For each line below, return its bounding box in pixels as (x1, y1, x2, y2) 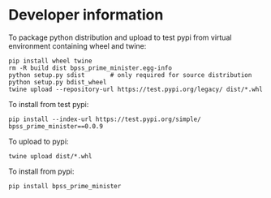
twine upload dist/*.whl (8, 152, 92, 160)
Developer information (8, 6, 164, 24)
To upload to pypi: (8, 136, 69, 146)
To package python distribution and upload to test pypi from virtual (8, 32, 232, 42)
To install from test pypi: (8, 99, 89, 109)
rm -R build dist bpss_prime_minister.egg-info (8, 63, 173, 72)
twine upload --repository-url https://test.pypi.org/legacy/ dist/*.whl (8, 85, 264, 93)
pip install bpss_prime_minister (8, 182, 122, 190)
